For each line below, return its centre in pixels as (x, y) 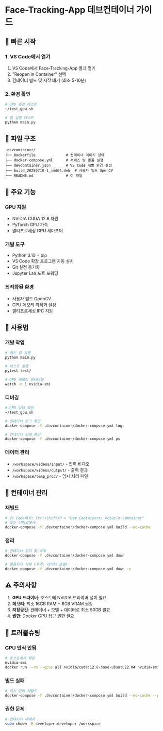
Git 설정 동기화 (26, 267)
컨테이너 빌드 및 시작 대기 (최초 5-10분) (49, 80)
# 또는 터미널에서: (21, 523)
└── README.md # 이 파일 (44, 176)
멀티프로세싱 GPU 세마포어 (37, 231)
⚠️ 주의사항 (21, 585)
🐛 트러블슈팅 (23, 633)
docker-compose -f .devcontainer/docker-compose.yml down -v (68, 569)
